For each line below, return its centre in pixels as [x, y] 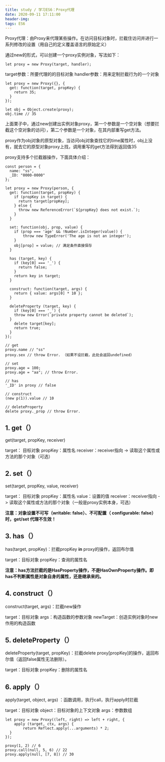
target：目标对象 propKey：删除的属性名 [46, 670]
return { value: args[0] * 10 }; [48, 293]
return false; [33, 267]
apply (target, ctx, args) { [44, 724]
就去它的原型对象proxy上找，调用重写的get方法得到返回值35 [75, 147]
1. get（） [20, 428]
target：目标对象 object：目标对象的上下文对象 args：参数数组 [69, 710]
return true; [27, 328]
